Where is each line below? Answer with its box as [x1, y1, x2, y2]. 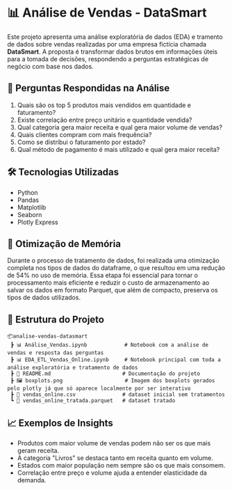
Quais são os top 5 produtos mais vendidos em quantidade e [17, 101, 191, 109]
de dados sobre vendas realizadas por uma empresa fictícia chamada [7, 40, 207, 48]
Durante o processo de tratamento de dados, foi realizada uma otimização [7, 256, 220, 264]
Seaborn [17, 210, 42, 219]
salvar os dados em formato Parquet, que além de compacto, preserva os [7, 286, 218, 294]
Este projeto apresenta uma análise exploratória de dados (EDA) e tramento [7, 32, 224, 41]
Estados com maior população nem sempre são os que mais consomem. [17, 461, 226, 469]
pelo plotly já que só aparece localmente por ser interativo [7, 385, 191, 393]
